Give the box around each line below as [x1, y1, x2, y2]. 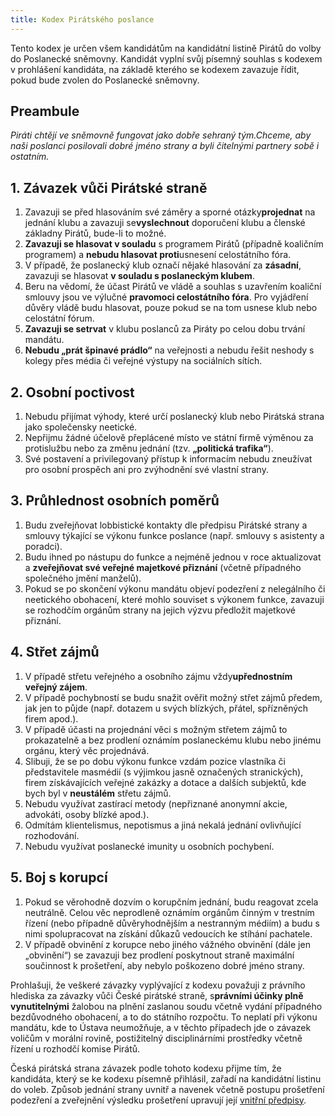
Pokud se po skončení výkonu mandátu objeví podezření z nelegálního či [24, 582, 326, 595]
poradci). [24, 540, 63, 552]
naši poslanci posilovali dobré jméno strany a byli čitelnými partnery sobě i [10, 140, 320, 152]
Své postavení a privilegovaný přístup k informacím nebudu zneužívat [24, 453, 313, 465]
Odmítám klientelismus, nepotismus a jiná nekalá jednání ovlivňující [24, 819, 302, 831]
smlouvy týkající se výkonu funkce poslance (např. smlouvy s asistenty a [24, 529, 325, 541]
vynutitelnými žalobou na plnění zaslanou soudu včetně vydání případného [10, 1000, 323, 1012]
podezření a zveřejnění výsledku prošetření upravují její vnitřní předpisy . [10, 1094, 307, 1106]
